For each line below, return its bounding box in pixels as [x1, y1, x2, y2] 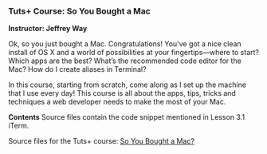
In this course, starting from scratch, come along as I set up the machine [8, 80, 247, 89]
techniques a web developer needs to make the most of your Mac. [8, 97, 226, 107]
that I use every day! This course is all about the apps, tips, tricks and [8, 89, 237, 98]
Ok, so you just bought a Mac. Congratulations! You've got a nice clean [8, 39, 241, 49]
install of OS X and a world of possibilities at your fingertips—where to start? [8, 48, 259, 57]
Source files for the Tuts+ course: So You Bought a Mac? [8, 136, 195, 146]
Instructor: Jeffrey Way [8, 24, 88, 34]
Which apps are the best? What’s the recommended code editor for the [8, 56, 241, 65]
